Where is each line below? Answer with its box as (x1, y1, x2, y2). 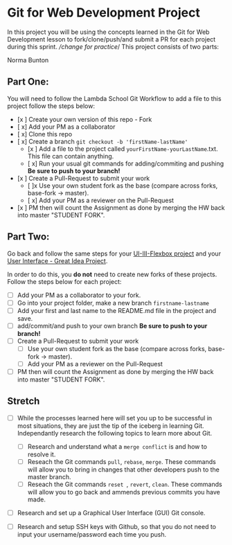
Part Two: (7, 231, 50, 243)
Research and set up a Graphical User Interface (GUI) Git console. (17, 509, 206, 517)
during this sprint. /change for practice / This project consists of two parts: (7, 42, 220, 51)
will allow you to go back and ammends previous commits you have (27, 488, 220, 497)
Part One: (7, 76, 49, 88)
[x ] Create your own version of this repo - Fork (17, 115, 152, 123)
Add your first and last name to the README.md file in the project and (17, 306, 217, 314)
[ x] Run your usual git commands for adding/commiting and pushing (27, 159, 224, 168)
